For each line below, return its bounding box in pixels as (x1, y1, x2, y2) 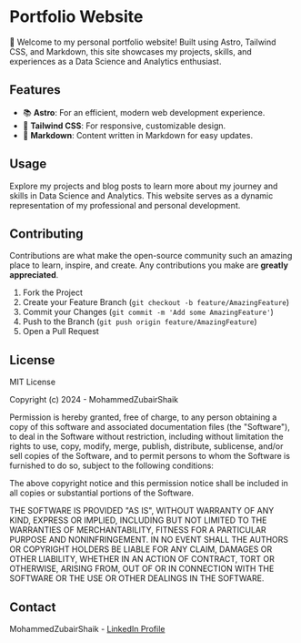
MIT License (9, 376, 56, 388)
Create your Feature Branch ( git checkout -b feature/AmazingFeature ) (22, 297, 290, 308)
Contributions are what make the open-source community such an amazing (9, 250, 293, 261)
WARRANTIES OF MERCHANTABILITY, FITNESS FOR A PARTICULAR (9, 525, 266, 536)
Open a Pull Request (22, 326, 100, 337)
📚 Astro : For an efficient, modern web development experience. (22, 107, 266, 117)
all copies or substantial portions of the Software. (9, 487, 194, 498)
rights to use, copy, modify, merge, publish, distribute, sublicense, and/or (9, 441, 284, 452)
